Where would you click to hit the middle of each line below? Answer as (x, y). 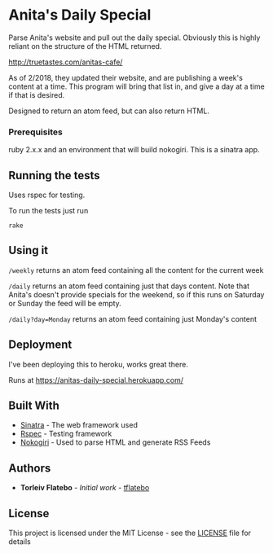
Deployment (40, 345)
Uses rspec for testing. (47, 195)
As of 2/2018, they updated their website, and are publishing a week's (125, 77)
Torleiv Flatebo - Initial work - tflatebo (85, 488)
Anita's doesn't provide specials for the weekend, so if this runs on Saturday (136, 294)
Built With (34, 406)
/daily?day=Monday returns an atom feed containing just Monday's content (133, 318)
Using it (29, 250)
